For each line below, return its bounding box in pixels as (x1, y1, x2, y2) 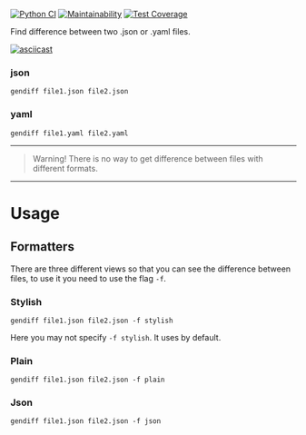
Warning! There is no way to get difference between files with (32, 153, 264, 163)
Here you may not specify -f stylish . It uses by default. (10, 331, 222, 342)
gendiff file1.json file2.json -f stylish (10, 316, 173, 325)
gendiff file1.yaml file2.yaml (10, 128, 129, 138)
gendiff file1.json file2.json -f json (10, 417, 162, 426)
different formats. (32, 163, 98, 173)
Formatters (10, 239, 75, 254)
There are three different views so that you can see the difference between (10, 263, 291, 274)
